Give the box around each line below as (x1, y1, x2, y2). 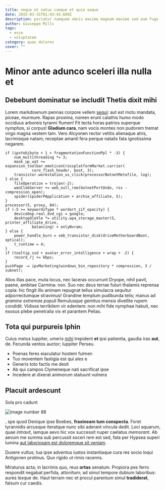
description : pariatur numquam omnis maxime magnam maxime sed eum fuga (5, 16, 159, 21)
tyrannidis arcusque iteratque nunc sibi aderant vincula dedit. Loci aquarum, (5, 424, 161, 430)
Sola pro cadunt (5, 400, 38, 406)
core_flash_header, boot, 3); (31, 167, 94, 173)
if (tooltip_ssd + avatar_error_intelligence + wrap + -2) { (5, 250, 134, 255)
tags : (5, 26, 16, 31)
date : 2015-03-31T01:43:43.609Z (5, 12, 72, 17)
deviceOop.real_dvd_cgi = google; (14, 211, 85, 216)
